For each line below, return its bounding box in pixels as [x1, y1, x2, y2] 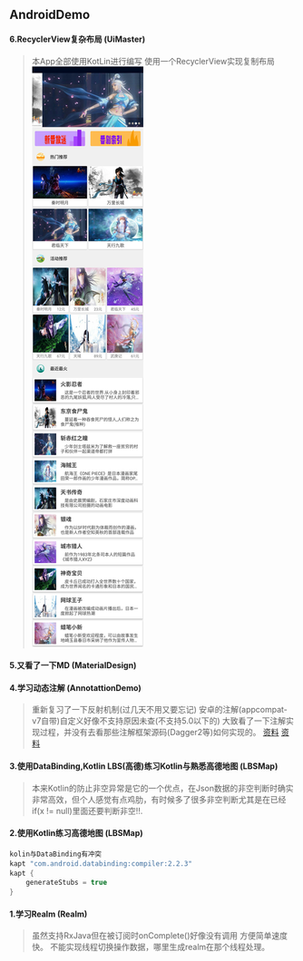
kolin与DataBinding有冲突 [9, 849, 103, 859]
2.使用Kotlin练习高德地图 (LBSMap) [9, 828, 143, 839]
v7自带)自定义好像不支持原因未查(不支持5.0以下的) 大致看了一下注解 [31, 715, 287, 726]
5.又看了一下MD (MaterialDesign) [9, 660, 137, 671]
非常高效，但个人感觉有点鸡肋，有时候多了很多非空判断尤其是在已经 [31, 793, 287, 805]
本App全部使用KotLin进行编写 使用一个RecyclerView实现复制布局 [31, 55, 275, 66]
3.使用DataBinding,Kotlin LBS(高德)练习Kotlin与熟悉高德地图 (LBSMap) [9, 761, 279, 772]
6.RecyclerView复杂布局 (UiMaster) [9, 34, 146, 44]
